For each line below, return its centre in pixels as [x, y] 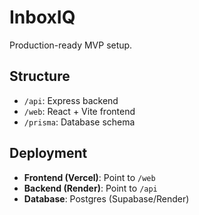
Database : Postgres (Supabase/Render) [106, 198]
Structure [40, 76]
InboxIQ [42, 17]
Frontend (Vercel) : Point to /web [89, 177]
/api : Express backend [71, 100]
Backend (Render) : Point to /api [90, 188]
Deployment [48, 153]
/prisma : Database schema [79, 122]
